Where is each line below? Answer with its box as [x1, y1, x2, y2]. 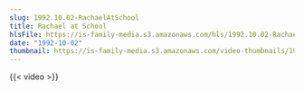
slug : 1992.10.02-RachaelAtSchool [9, 13, 140, 22]
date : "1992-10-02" [9, 38, 83, 48]
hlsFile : [9, 30, 43, 39]
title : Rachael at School [9, 22, 107, 31]
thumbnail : [9, 47, 51, 56]
